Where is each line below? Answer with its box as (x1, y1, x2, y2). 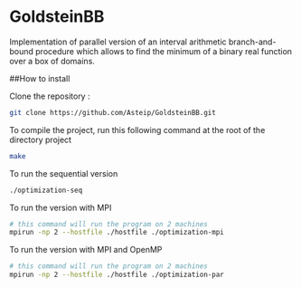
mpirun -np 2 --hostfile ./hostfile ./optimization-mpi (9, 228, 224, 237)
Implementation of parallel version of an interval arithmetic (9, 36, 228, 47)
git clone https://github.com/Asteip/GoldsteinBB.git (9, 108, 217, 117)
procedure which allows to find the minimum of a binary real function (35, 45, 292, 56)
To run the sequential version (9, 168, 118, 178)
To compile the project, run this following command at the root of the (9, 124, 266, 135)
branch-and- (229, 36, 277, 47)
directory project (9, 134, 72, 145)
